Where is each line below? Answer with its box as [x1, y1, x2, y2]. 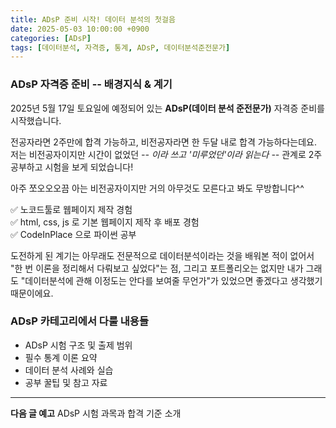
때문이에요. [10, 287, 54, 299]
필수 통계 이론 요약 [24, 351, 98, 363]
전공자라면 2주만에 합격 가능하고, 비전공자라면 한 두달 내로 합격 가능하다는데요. [10, 136, 317, 148]
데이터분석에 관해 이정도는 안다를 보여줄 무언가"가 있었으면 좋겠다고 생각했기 [24, 274, 323, 286]
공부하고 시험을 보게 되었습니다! [10, 161, 134, 173]
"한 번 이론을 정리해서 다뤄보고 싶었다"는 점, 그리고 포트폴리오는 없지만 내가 [10, 262, 304, 274]
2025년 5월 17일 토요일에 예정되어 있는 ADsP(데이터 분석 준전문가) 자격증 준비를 [10, 102, 325, 114]
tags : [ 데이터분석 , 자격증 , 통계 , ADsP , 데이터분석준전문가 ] [10, 42, 231, 53]
